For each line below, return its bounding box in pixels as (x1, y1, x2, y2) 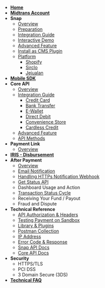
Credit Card (25, 97, 50, 103)
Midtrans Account (10, 10, 50, 16)
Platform (17, 53, 36, 60)
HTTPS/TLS (17, 261, 43, 266)
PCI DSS (17, 266, 36, 272)
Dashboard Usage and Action (17, 184, 80, 190)
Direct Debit (25, 113, 51, 120)
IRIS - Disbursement (10, 151, 54, 158)
